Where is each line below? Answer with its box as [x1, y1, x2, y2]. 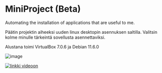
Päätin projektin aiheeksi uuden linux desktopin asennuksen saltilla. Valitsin [5, 29, 158, 35]
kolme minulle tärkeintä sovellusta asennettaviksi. [5, 34, 106, 40]
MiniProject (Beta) [5, 3, 81, 15]
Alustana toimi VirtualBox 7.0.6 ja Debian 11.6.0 [5, 44, 99, 49]
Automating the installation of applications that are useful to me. [5, 20, 135, 25]
